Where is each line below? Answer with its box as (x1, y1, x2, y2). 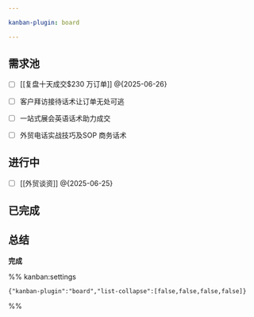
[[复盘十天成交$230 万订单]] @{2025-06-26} (19, 79, 167, 89)
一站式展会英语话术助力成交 (19, 113, 111, 123)
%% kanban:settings (8, 272, 77, 281)
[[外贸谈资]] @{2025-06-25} (19, 178, 114, 187)
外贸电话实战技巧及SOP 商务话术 (19, 130, 127, 140)
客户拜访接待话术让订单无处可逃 (19, 96, 125, 106)
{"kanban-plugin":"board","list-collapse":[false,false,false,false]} (8, 287, 247, 295)
